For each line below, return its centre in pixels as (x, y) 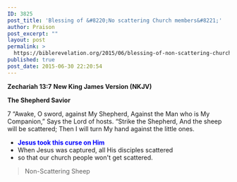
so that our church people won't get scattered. (85, 157)
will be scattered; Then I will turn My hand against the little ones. (101, 128)
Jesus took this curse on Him (61, 142)
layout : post (26, 40)
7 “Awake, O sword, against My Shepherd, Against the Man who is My (109, 114)
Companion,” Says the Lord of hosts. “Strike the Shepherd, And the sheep (115, 121)
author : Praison (31, 27)
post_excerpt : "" (33, 34)
